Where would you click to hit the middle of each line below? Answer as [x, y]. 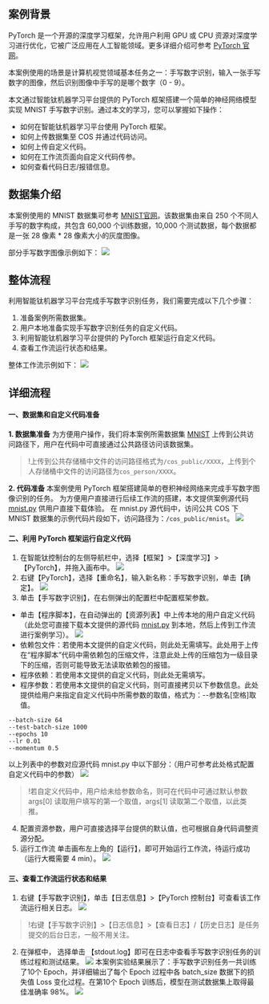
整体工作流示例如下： [43, 365]
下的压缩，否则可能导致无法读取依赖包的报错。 [97, 665]
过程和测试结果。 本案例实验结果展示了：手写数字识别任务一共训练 [142, 962]
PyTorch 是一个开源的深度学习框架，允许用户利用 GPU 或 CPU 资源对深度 [129, 35]
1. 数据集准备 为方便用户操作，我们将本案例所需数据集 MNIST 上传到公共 [128, 434]
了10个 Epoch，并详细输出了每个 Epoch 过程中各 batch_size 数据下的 [134, 972]
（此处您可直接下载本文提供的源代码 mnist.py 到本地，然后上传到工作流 [138, 625]
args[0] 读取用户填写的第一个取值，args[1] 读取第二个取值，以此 [134, 802]
